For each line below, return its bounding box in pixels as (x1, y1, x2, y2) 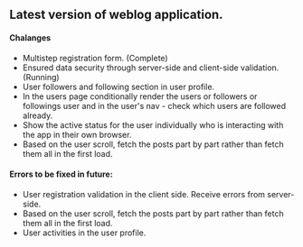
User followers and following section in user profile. (22, 81, 215, 92)
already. (22, 110, 53, 121)
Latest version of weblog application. (9, 7, 223, 23)
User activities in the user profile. (22, 227, 147, 238)
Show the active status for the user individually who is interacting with (22, 119, 284, 130)
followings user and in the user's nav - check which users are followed (22, 100, 287, 111)
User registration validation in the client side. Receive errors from (22, 188, 265, 199)
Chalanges (9, 32, 52, 43)
